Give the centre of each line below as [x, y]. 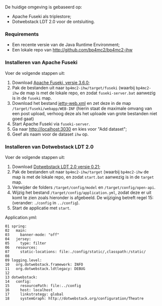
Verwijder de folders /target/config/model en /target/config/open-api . [84, 187]
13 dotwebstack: [21, 277]
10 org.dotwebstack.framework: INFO [44, 264]
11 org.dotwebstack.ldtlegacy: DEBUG [45, 269]
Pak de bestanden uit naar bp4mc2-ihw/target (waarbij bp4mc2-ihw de [80, 171]
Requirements [22, 34]
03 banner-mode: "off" [32, 235]
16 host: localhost [29, 290]
